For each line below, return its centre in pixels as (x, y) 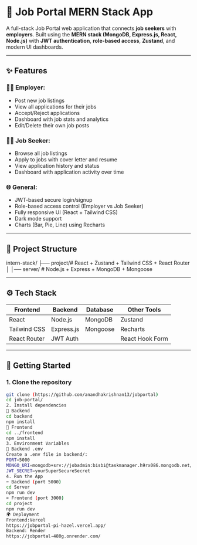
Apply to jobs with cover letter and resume (66, 159)
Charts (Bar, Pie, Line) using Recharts (60, 225)
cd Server (18, 487)
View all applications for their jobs (55, 106)
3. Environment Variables (38, 444)
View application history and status (57, 165)
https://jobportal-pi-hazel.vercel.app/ (56, 525)
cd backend (19, 417)
